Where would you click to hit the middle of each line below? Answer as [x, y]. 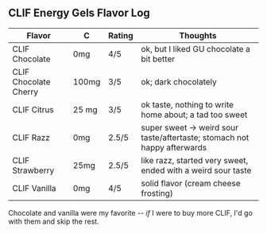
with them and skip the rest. [54, 221]
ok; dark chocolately [179, 81]
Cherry [25, 92]
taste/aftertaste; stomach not [195, 137]
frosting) [157, 193]
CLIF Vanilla [35, 188]
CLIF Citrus [33, 109]
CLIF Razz [31, 137]
